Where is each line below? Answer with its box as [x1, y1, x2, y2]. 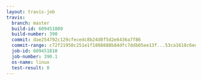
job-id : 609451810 [11, 48, 58, 54]
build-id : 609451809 [11, 25, 63, 32]
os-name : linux [11, 59, 50, 65]
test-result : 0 [11, 64, 50, 71]
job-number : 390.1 [11, 54, 58, 60]
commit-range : [11, 43, 47, 49]
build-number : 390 [11, 31, 58, 37]
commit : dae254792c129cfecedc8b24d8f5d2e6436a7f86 [11, 37, 141, 43]
